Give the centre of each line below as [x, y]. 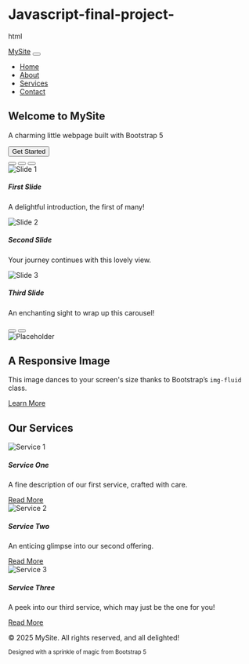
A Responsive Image [59, 361]
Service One [29, 465]
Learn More [27, 403]
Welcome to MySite [57, 117]
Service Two [29, 526]
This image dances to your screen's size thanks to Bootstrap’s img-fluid [125, 380]
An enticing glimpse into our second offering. [81, 546]
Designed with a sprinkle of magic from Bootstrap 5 [78, 652]
